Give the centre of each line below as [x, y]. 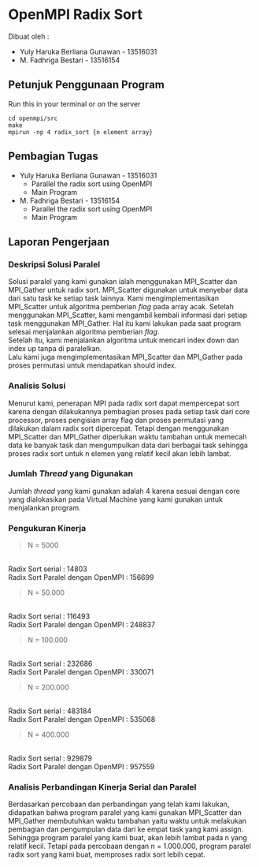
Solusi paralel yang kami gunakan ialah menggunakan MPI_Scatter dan [123, 282]
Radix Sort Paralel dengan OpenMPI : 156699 [81, 577]
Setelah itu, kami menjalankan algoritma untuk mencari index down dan [124, 340]
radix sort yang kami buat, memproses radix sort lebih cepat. [107, 854]
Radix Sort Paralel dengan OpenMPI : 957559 [81, 767]
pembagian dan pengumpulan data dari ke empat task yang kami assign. [126, 829]
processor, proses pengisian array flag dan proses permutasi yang [116, 420]
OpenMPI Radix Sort [76, 15]
